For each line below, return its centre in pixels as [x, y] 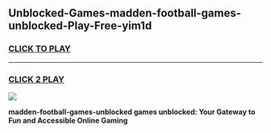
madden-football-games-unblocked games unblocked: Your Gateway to [132, 111]
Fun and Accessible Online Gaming [68, 120]
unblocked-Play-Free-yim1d [80, 26]
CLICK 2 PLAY [36, 79]
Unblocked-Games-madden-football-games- [125, 13]
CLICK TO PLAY [40, 49]
